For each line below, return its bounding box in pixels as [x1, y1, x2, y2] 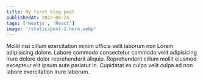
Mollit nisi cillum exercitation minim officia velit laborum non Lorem [6, 42, 174, 50]
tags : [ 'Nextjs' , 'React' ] [6, 20, 75, 26]
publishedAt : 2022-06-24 [6, 15, 69, 21]
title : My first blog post [6, 8, 75, 15]
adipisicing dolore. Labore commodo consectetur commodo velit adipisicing [6, 49, 197, 56]
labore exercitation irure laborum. [6, 68, 90, 76]
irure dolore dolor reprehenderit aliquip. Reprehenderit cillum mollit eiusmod [6, 55, 197, 62]
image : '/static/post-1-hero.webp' [6, 25, 97, 32]
